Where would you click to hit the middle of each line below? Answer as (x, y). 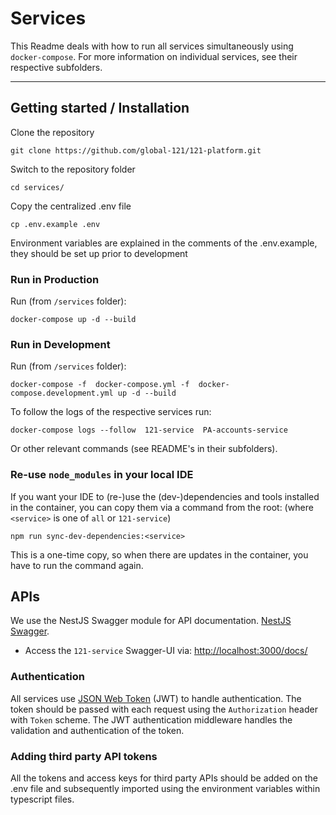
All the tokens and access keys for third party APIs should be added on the (164, 778)
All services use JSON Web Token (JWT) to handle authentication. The (156, 698)
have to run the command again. (77, 565)
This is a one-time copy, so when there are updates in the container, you (159, 554)
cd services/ (37, 187)
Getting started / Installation (100, 108)
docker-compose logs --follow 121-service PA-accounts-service (149, 430)
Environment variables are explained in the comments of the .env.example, (164, 243)
